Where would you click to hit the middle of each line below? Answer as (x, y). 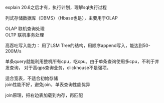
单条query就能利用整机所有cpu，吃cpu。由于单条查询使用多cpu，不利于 (80, 61)
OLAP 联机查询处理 (25, 28)
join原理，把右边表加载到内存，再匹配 (44, 95)
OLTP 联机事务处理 (25, 35)
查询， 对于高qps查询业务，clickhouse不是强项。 (60, 67)
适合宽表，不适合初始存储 (32, 78)
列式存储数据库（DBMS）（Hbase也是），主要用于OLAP (61, 18)
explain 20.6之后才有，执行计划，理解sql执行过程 (56, 7)
